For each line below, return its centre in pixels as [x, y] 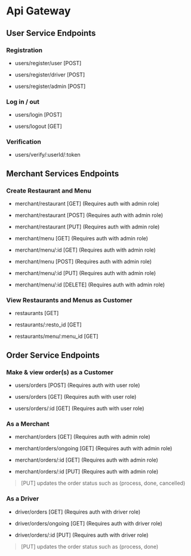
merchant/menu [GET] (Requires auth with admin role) [81, 239]
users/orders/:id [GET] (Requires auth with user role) [79, 408]
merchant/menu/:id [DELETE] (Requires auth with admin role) [90, 285]
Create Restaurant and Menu [49, 191]
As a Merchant [28, 424]
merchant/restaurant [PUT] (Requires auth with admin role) [87, 227]
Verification [24, 142]
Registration [24, 50]
